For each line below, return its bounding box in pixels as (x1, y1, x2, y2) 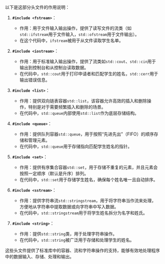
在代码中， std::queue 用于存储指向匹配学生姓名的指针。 (19, 143, 133, 149)
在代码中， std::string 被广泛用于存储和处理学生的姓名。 (19, 237, 135, 243)
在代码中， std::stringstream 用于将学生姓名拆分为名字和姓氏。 (19, 210, 148, 216)
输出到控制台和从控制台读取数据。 (19, 65, 89, 70)
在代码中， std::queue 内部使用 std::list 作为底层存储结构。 (19, 110, 139, 116)
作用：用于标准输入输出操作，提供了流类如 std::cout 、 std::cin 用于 (19, 59, 156, 64)
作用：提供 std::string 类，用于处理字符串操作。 (19, 231, 117, 236)
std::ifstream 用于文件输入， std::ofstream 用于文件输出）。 (19, 32, 139, 37)
